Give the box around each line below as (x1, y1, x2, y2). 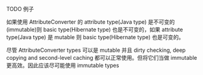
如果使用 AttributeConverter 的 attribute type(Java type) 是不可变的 (6, 18, 175, 26)
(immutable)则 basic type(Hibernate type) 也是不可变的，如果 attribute (6, 26, 183, 33)
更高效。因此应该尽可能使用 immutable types (6, 62, 119, 69)
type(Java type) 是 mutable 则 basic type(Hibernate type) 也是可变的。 (6, 34, 185, 41)
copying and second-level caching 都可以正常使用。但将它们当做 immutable (6, 54, 198, 61)
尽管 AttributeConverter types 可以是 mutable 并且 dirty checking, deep (6, 46, 186, 54)
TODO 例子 (6, 5, 35, 12)
